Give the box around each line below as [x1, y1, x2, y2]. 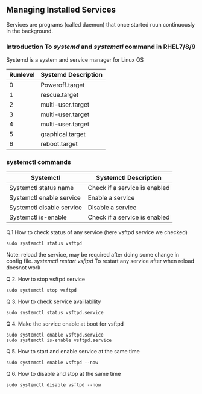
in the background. [6, 27, 53, 34]
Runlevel [9, 71, 35, 79]
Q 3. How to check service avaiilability [6, 298, 101, 305]
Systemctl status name [9, 184, 74, 192]
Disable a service [87, 203, 137, 212]
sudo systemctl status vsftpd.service [6, 310, 104, 316]
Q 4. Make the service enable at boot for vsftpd [6, 320, 124, 327]
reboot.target [40, 140, 78, 148]
